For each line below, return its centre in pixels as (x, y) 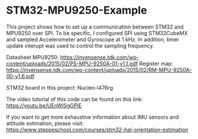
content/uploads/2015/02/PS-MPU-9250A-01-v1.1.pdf (72, 64)
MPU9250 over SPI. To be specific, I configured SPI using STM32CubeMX (97, 33)
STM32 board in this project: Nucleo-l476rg (60, 87)
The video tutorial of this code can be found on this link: (75, 99)
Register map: (156, 64)
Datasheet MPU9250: (33, 57)
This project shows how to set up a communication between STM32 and (95, 27)
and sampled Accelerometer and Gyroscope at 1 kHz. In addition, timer (93, 39)
